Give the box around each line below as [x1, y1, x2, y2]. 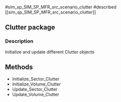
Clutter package [5, 23, 55, 32]
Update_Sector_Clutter [12, 86, 58, 92]
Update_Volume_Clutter [12, 91, 60, 97]
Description [5, 38, 34, 45]
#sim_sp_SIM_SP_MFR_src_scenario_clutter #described [5, 4, 117, 10]
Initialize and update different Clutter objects [5, 49, 95, 55]
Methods [5, 63, 33, 71]
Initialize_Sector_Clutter [12, 76, 60, 82]
